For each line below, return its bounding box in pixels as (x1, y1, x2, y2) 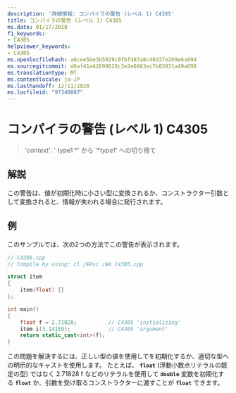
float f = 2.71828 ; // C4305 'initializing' (20, 318, 181, 326)
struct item (7, 273, 42, 280)
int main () (7, 306, 39, 313)
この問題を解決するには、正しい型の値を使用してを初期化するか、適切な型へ (7, 352, 230, 361)
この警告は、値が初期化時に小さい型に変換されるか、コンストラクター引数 (7, 188, 223, 197)
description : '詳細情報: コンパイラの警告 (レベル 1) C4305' (7, 10, 175, 18)
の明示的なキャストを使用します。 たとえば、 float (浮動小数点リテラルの (7, 361, 222, 370)
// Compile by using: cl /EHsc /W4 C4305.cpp (7, 261, 143, 268)
